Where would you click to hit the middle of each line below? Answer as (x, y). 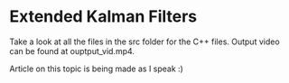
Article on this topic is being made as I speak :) (96, 69)
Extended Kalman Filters (103, 17)
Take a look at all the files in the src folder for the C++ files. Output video (144, 41)
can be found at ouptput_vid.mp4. (72, 51)
